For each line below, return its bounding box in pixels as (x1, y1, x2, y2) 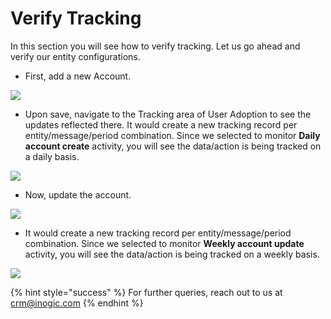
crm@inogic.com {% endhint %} (10, 297, 144, 309)
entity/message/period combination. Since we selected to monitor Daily (24, 129, 321, 141)
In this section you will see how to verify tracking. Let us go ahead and (10, 40, 301, 52)
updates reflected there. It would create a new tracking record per (24, 118, 298, 131)
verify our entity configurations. (10, 50, 141, 62)
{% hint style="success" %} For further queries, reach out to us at (10, 286, 283, 298)
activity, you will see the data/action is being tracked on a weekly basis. (24, 248, 320, 260)
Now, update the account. (24, 188, 132, 201)
